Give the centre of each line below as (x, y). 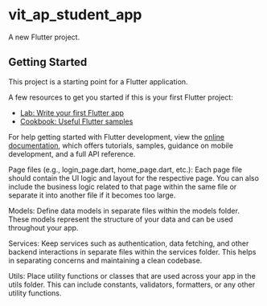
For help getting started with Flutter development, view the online (117, 137)
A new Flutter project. (44, 37)
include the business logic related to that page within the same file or (123, 186)
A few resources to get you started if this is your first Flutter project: (121, 97)
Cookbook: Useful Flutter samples (76, 121)
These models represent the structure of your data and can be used (121, 219)
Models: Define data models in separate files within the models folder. (124, 210)
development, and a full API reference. (72, 153)
